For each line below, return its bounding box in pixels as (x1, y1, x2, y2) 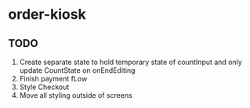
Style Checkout (19, 82, 70, 92)
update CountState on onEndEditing (19, 66, 136, 75)
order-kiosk (8, 5, 86, 23)
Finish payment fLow (19, 74, 88, 83)
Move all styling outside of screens (19, 91, 133, 99)
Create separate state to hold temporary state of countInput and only (19, 57, 243, 67)
